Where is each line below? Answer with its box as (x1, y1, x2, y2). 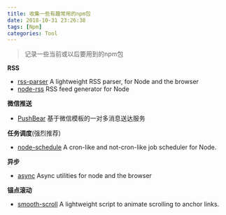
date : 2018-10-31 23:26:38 (7, 17, 86, 24)
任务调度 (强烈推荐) (7, 129, 62, 137)
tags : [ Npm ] (7, 23, 42, 30)
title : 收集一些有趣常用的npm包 (7, 10, 91, 18)
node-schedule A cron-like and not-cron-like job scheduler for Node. (17, 143, 217, 151)
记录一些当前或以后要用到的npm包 (24, 50, 124, 58)
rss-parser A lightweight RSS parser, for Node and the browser (17, 78, 199, 86)
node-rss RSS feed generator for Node (17, 85, 129, 93)
